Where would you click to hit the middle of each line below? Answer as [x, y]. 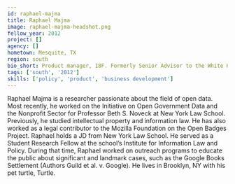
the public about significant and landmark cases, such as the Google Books [116, 158]
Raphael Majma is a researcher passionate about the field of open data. [110, 99]
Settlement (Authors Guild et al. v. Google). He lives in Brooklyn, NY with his [116, 166]
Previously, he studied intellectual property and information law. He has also [116, 121]
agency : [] [23, 46]
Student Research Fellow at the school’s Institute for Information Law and [113, 143]
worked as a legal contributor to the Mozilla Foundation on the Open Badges [117, 128]
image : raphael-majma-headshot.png [59, 27]
